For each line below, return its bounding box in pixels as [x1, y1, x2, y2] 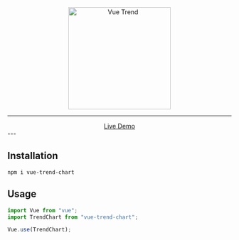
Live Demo [104, 122, 135, 130]
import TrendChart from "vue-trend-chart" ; [7, 213, 139, 221]
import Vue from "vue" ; [7, 207, 78, 214]
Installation [7, 150, 58, 162]
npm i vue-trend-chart [7, 168, 75, 176]
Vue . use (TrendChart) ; [7, 227, 72, 234]
